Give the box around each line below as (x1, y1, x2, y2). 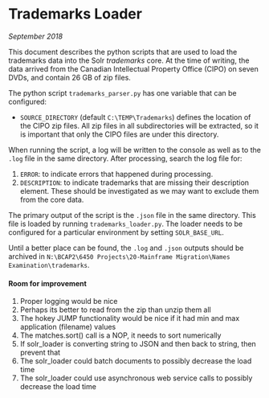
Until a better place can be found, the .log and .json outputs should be (8, 243, 244, 252)
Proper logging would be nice (19, 297, 118, 306)
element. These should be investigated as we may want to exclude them (19, 186, 259, 195)
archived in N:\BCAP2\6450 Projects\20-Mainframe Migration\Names (8, 251, 230, 261)
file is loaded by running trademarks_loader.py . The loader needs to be (8, 219, 243, 228)
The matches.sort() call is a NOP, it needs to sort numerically (19, 330, 222, 340)
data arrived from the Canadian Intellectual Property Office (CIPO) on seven (8, 64, 259, 73)
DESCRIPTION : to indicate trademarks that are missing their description (19, 178, 250, 187)
